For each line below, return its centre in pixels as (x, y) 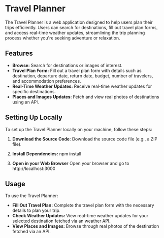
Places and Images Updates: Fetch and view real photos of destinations (85, 97)
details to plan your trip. (36, 210)
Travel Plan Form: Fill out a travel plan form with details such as (77, 70)
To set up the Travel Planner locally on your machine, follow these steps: (79, 129)
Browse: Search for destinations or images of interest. (67, 65)
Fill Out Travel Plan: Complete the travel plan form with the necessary (83, 205)
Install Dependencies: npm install (47, 154)
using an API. (26, 102)
